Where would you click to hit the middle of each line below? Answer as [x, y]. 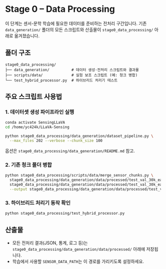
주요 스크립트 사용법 [34, 97]
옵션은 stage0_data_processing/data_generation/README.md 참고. [70, 151]
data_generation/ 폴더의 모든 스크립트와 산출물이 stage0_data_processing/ [79, 29]
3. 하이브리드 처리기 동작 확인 [38, 203]
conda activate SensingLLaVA [35, 123]
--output [19, 189]
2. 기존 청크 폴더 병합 [29, 165]
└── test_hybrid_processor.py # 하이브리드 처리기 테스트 [61, 80]
